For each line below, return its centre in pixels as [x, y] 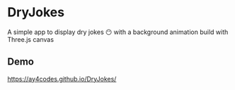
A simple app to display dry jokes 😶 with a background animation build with [118, 32]
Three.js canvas [31, 39]
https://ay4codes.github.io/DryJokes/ [62, 79]
